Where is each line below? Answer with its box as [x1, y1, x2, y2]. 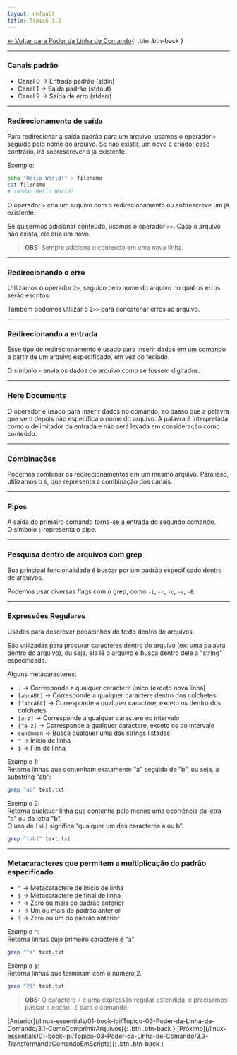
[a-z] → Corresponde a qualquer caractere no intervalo [17, 713, 180, 722]
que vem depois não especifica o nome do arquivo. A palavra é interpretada [7, 414, 229, 423]
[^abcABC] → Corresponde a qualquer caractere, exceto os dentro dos [17, 698, 221, 707]
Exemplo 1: [7, 757, 39, 765]
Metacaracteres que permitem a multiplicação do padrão [7, 858, 207, 868]
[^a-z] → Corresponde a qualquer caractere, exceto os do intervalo [17, 721, 215, 729]
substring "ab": [7, 772, 51, 781]
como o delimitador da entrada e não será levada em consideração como [7, 422, 220, 430]
